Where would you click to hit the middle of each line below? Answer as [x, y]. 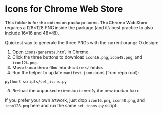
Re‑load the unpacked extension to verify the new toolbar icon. [76, 90]
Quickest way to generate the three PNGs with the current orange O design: [82, 42]
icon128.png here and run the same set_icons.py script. [61, 105]
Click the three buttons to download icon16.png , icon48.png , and [77, 57]
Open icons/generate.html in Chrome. [51, 52]
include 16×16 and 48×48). [32, 33]
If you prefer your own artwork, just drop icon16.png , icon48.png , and [75, 100]
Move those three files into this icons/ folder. [58, 68]
